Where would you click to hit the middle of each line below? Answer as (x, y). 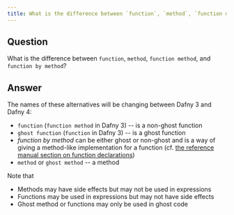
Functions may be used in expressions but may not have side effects (116, 197)
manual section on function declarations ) (76, 155)
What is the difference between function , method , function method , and (109, 58)
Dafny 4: (20, 112)
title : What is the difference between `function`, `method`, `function (115, 14)
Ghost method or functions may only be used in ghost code (102, 204)
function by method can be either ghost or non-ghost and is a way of (116, 141)
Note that (21, 176)
